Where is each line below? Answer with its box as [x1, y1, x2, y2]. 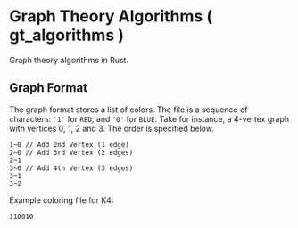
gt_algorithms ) [9, 25, 125, 45]
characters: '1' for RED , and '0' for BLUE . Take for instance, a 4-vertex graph [9, 113, 290, 124]
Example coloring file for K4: [9, 194, 114, 206]
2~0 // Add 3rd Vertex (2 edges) [9, 148, 134, 157]
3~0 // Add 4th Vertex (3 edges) [9, 163, 134, 173]
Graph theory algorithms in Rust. [9, 54, 129, 65]
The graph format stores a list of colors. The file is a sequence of [9, 104, 248, 115]
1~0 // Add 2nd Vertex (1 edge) [9, 140, 129, 149]
